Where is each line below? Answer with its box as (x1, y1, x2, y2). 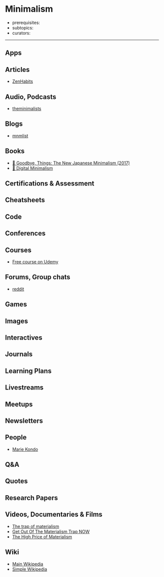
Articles (5, 65, 30, 74)
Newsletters (5, 416, 43, 425)
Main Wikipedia (12, 561, 43, 567)
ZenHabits (12, 78, 33, 84)
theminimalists (12, 105, 41, 111)
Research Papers (5, 493, 58, 502)
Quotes (5, 477, 28, 485)
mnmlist (12, 133, 28, 138)
